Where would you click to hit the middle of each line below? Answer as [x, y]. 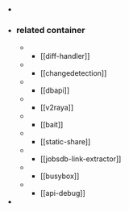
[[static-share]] [65, 142]
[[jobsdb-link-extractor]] [81, 159]
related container [50, 30]
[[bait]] [52, 125]
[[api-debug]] [63, 193]
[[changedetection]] [73, 73]
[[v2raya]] [57, 108]
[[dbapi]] [55, 90]
